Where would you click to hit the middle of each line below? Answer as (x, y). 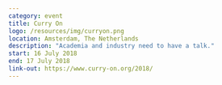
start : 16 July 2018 (43, 53)
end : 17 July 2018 (39, 62)
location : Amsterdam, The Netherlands (73, 38)
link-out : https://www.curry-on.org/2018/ (81, 69)
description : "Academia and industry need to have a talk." (112, 46)
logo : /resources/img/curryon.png (67, 31)
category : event (36, 16)
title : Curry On (36, 23)
